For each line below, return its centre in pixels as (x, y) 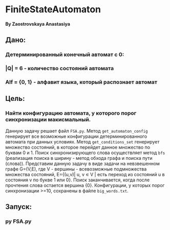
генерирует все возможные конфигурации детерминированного (76, 136)
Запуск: (19, 207)
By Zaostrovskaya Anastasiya (38, 24)
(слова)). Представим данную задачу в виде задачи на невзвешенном (83, 163)
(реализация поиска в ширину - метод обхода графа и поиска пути (79, 158)
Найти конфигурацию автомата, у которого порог (71, 113)
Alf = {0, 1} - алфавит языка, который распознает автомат (81, 82)
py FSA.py (18, 221)
